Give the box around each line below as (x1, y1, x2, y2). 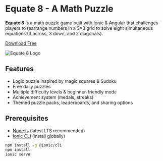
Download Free (5, 40, 37, 46)
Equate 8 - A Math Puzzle (5, 3, 114, 15)
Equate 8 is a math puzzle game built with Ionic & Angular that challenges (5, 20, 158, 26)
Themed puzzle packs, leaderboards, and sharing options (12, 99, 133, 105)
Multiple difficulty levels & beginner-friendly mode (12, 89, 117, 95)
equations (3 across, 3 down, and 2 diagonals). (5, 30, 103, 36)
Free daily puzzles (12, 83, 51, 89)
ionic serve (5, 152, 30, 157)
